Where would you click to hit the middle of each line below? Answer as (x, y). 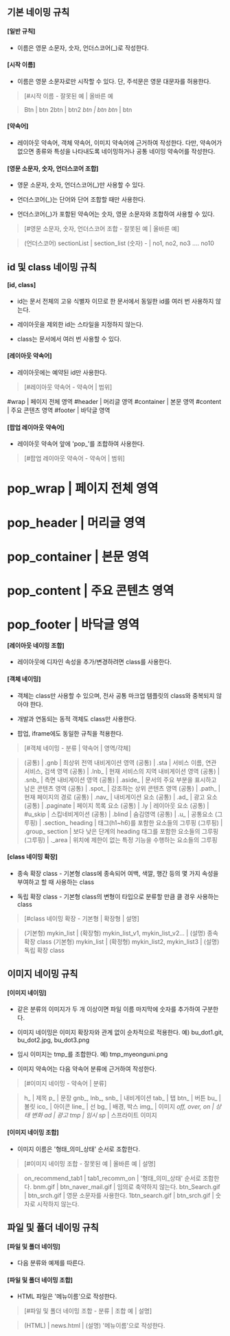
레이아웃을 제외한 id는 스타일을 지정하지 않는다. (80, 324)
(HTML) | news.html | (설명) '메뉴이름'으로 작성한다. (94, 1326)
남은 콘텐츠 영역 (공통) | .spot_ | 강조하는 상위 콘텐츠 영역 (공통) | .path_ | (122, 788)
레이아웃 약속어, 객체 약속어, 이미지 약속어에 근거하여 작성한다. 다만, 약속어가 (119, 143)
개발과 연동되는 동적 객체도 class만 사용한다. (77, 718)
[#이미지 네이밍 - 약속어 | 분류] (65, 1083)
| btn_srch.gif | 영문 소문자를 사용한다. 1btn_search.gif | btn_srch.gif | (119, 1195)
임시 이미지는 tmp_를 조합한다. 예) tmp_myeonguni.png (92, 1054)
